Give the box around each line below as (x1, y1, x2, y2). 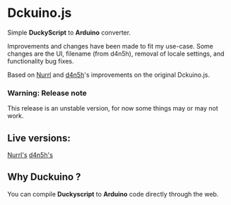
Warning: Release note (7, 88, 87, 98)
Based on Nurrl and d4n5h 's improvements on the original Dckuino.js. (7, 70, 211, 79)
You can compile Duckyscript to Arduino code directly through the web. (7, 190, 219, 198)
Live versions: (7, 132, 71, 144)
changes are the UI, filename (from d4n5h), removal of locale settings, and (7, 49, 225, 58)
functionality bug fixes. (7, 56, 74, 65)
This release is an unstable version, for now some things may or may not (7, 104, 219, 113)
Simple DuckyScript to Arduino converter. (7, 28, 131, 37)
